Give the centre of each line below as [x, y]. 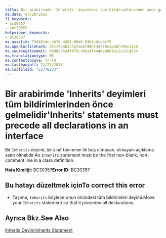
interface [24, 136]
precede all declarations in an [67, 125]
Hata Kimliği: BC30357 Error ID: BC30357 [48, 170]
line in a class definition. [50, 160]
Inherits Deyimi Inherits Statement [39, 230]
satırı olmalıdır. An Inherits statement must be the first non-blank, [72, 155]
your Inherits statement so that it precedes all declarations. [73, 202]
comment [15, 160]
